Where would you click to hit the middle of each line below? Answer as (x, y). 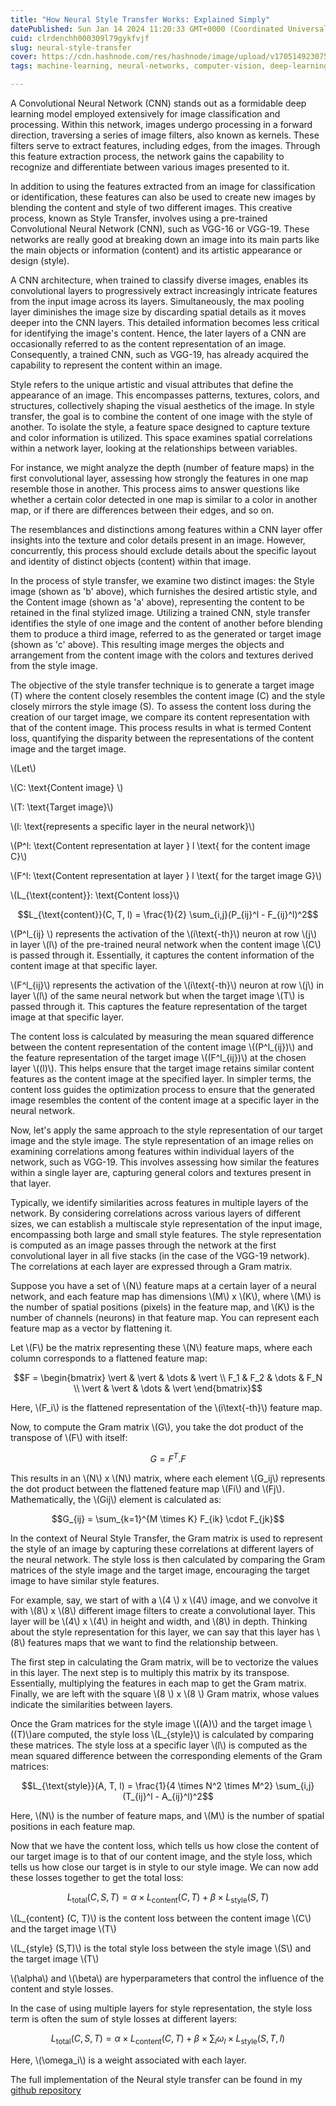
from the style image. (54, 665)
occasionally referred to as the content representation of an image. (148, 344)
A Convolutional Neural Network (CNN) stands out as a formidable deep (158, 103)
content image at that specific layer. (84, 965)
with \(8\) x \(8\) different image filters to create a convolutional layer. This (163, 1610)
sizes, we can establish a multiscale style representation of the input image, (166, 1224)
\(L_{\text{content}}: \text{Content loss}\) (95, 895)
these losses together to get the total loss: (97, 1877)
